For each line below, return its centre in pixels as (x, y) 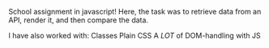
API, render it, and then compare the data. (78, 20)
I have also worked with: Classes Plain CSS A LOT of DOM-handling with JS (134, 36)
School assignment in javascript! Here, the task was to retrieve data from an (135, 12)
